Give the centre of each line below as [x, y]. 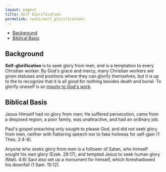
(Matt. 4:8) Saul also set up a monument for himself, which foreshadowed [80, 159]
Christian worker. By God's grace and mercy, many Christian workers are [80, 71]
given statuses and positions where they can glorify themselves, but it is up [82, 76]
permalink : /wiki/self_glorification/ [45, 19]
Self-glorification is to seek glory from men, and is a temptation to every [80, 66]
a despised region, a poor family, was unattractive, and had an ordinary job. [82, 119]
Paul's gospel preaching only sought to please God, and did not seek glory [81, 129]
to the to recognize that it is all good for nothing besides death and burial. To [83, 82]
